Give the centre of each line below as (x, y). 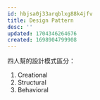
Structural (32, 82)
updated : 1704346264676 (42, 33)
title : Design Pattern (40, 20)
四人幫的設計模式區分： (41, 61)
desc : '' (20, 27)
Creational (32, 75)
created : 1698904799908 (42, 40)
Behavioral (33, 90)
